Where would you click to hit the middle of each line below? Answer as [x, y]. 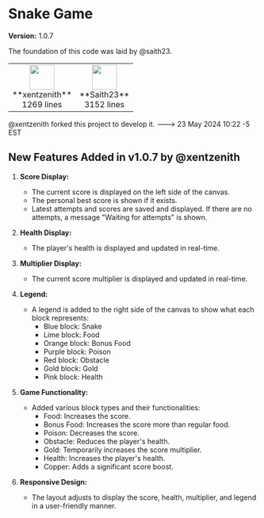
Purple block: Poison [77, 351]
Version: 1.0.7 [31, 36]
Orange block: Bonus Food [87, 343]
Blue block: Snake [73, 326]
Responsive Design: [53, 482]
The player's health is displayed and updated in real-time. [126, 247]
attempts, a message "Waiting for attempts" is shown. [119, 217]
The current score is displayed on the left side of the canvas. [131, 192]
